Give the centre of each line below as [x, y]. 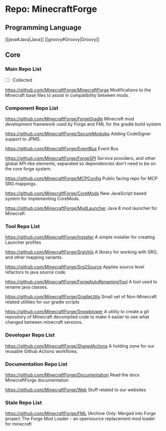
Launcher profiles [23, 242]
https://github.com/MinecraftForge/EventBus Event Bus [62, 149]
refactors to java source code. [36, 272]
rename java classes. [27, 287]
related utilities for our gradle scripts [42, 302]
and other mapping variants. [34, 257]
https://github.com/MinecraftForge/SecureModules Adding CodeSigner [78, 134]
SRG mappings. [21, 184]
